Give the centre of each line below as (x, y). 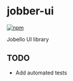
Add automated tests (41, 73)
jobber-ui (31, 11)
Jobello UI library (28, 39)
